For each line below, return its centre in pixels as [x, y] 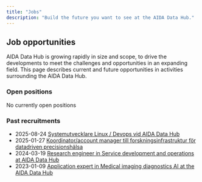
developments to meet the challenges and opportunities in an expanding [97, 63]
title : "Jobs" [24, 12]
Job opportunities [41, 42]
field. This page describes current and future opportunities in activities [95, 70]
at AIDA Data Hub [37, 160]
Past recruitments [33, 121]
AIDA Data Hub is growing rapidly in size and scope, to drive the [87, 57]
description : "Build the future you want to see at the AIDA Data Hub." [100, 18]
